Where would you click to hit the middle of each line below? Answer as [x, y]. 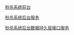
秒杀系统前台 [18, 7]
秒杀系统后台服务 [22, 17]
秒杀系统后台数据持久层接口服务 [37, 28]
